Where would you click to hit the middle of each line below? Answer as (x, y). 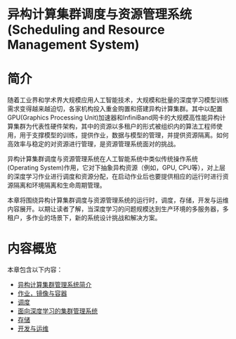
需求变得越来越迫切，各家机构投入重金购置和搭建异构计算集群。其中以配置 (115, 109)
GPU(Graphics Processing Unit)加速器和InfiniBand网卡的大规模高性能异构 (113, 117)
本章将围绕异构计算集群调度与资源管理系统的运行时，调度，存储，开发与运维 (118, 200)
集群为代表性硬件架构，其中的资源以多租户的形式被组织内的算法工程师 (114, 127)
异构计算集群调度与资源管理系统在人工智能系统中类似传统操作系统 (103, 159)
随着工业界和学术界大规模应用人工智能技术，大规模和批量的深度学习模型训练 (118, 100)
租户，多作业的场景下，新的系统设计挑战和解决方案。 (84, 218)
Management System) (73, 45)
